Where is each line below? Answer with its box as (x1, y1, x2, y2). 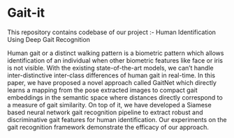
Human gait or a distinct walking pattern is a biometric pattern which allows (7, 49, 224, 57)
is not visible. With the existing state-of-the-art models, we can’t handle (7, 63, 214, 72)
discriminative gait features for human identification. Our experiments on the (7, 115, 227, 123)
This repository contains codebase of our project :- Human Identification (7, 28, 217, 36)
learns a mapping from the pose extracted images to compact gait (7, 86, 198, 94)
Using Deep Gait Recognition (7, 35, 91, 43)
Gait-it (7, 5, 45, 21)
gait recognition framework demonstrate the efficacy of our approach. (7, 123, 210, 131)
